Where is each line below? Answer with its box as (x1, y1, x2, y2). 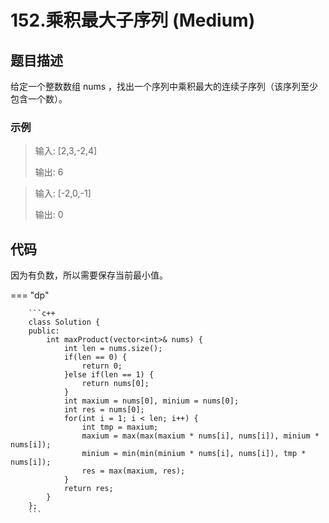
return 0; (81, 361, 123, 371)
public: (28, 326, 60, 336)
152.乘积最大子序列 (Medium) (10, 9, 256, 32)
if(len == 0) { (63, 352, 128, 363)
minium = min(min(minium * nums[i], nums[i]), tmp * (81, 449, 307, 459)
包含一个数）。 (10, 93, 68, 105)
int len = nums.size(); (63, 344, 163, 354)
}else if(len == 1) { (63, 370, 155, 380)
